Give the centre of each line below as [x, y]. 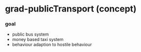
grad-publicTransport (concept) [71, 9]
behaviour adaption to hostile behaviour [52, 45]
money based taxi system [38, 39]
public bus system [30, 34]
